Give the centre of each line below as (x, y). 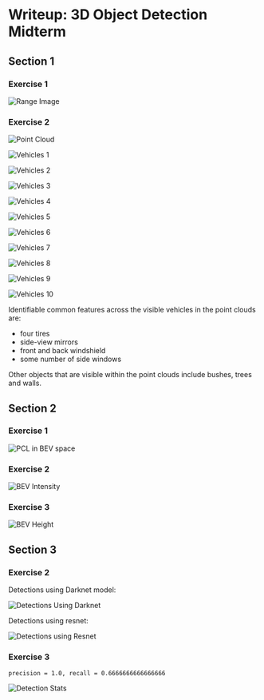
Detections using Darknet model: (62, 590)
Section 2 (33, 408)
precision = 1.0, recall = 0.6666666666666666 (87, 674)
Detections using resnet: (49, 621)
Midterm (37, 32)
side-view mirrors (49, 342)
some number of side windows (71, 359)
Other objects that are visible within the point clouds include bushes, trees (130, 375)
